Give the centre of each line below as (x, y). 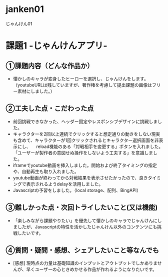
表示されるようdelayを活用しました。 (65, 184)
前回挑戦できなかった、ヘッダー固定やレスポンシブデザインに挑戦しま (85, 121)
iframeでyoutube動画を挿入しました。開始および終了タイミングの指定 (85, 165)
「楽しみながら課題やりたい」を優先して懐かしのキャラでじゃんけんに (85, 220)
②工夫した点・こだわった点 (50, 108)
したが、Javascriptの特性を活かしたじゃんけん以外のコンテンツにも (87, 226)
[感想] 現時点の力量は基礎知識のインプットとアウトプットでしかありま (85, 263)
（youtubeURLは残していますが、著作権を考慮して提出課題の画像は (82, 85)
